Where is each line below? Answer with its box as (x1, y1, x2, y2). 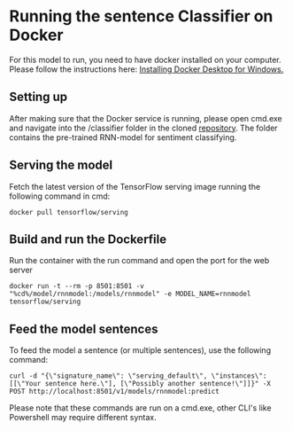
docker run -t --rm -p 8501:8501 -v (9, 282, 144, 291)
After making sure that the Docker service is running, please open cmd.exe (9, 113, 282, 123)
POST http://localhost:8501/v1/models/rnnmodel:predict (9, 388, 220, 396)
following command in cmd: (9, 191, 111, 201)
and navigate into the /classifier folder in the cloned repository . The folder (9, 122, 278, 133)
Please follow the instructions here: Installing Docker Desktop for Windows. (9, 64, 284, 74)
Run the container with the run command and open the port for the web (9, 255, 270, 266)
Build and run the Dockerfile (9, 231, 167, 247)
